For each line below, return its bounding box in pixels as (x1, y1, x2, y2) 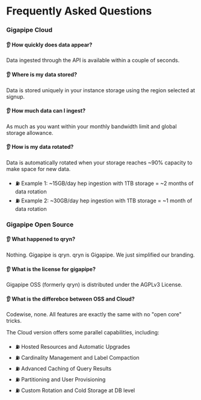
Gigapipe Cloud (6, 26, 53, 34)
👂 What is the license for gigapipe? (6, 265, 96, 272)
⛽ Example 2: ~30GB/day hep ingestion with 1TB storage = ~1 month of (14, 197, 193, 204)
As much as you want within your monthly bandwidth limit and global (6, 122, 177, 130)
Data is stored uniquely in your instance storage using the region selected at (6, 86, 196, 94)
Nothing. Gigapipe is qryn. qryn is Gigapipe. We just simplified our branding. (6, 251, 195, 258)
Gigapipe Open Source (6, 220, 74, 228)
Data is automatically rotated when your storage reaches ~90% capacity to (6, 158, 193, 166)
